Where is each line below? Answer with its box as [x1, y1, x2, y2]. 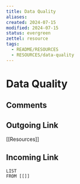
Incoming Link [6, 152, 59, 162]
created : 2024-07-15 [6, 19, 57, 25]
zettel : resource [6, 36, 48, 41]
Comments [6, 100, 47, 110]
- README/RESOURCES [11, 47, 59, 53]
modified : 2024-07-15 [6, 25, 59, 31]
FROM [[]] [6, 173, 30, 179]
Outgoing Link [6, 120, 58, 130]
